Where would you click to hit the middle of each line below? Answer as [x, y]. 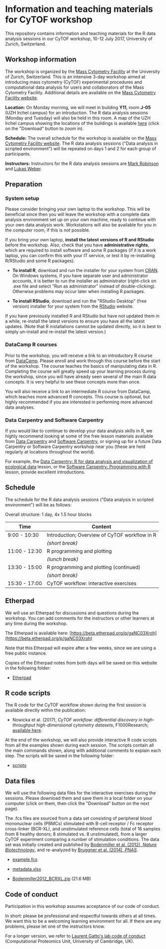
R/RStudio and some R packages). [40, 261]
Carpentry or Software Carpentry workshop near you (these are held [75, 447]
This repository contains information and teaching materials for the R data [81, 33]
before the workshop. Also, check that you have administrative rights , [77, 245]
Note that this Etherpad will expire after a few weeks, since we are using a [81, 648]
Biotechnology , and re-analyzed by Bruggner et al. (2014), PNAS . [72, 850]
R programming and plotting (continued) [94, 567]
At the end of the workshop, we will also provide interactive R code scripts [81, 740]
